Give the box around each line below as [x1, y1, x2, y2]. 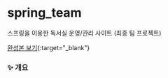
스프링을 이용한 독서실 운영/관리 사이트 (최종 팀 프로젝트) [7, 29, 162, 37]
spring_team [7, 5, 82, 21]
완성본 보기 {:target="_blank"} [7, 43, 90, 52]
